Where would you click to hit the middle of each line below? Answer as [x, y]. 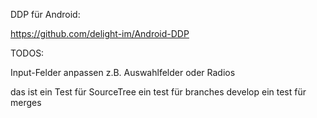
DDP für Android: [45, 14]
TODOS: [27, 53]
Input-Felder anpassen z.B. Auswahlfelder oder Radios [123, 72]
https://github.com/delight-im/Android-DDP [100, 33]
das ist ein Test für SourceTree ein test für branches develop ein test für [158, 92]
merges [26, 102]
